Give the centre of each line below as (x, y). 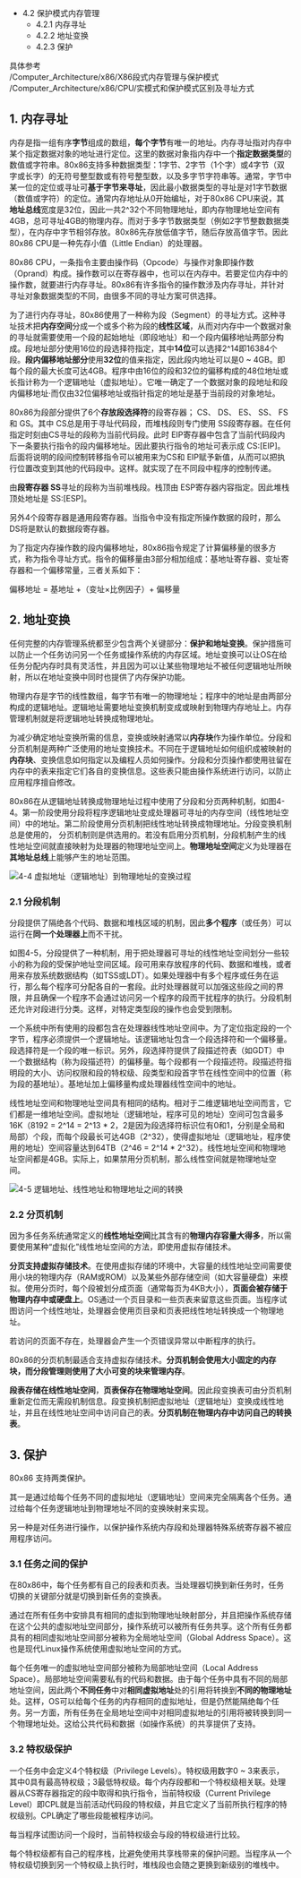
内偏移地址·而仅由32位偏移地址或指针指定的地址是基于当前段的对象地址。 (145, 393)
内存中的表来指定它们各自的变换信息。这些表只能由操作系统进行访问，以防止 (150, 771)
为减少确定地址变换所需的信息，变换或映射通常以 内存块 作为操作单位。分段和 (150, 737)
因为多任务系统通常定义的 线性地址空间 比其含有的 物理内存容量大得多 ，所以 (146, 1236)
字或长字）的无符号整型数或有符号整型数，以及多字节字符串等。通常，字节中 (150, 176)
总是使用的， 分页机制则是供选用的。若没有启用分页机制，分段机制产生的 (144, 835)
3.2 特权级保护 (41, 1749)
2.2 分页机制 (36, 1214)
